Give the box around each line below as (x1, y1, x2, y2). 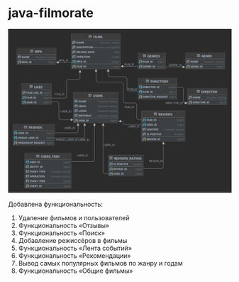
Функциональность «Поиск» (18, 229, 106, 237)
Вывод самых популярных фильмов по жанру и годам (18, 259, 183, 268)
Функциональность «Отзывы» (18, 222, 109, 230)
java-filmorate (8, 5, 94, 21)
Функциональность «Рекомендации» (18, 251, 131, 260)
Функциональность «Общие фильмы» (18, 266, 133, 275)
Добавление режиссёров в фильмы (18, 237, 128, 245)
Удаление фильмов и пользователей (18, 214, 130, 222)
